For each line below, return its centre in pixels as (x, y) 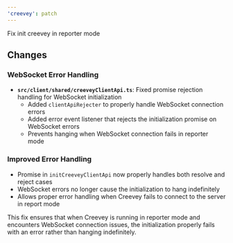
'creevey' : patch (32, 13)
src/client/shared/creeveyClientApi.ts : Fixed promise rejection (110, 90)
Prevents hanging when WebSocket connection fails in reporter (118, 134)
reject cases (35, 181)
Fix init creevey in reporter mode (54, 33)
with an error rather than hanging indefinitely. (72, 232)
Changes (27, 55)
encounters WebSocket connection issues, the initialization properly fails (111, 224)
